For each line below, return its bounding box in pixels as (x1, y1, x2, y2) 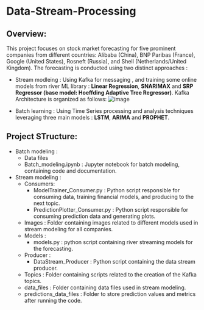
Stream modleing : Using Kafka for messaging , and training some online (15, 76, 197, 83)
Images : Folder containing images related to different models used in (24, 218, 199, 226)
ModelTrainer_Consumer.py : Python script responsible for (33, 186, 180, 193)
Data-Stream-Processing (6, 4, 136, 18)
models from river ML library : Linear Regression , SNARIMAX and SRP (15, 82, 194, 90)
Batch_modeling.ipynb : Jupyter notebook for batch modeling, (24, 160, 180, 168)
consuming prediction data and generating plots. (33, 212, 156, 220)
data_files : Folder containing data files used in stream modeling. (24, 284, 186, 291)
